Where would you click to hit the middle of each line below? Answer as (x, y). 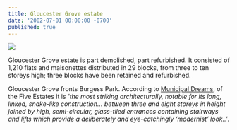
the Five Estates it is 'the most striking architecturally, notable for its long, (115, 97)
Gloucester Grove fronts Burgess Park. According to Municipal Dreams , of (115, 89)
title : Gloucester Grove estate (55, 14)
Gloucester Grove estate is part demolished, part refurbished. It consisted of (119, 60)
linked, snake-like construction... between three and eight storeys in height (117, 104)
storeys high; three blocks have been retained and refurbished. (99, 76)
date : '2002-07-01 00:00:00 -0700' (60, 20)
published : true (32, 27)
